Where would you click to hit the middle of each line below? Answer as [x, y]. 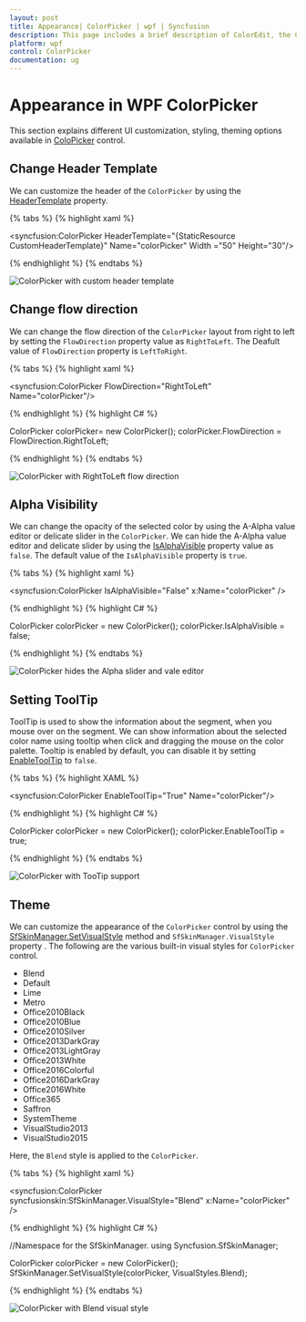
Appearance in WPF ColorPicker [134, 105]
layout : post [34, 18]
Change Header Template [83, 169]
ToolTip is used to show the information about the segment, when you [141, 722]
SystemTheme [50, 1118]
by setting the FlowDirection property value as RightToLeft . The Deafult [145, 341]
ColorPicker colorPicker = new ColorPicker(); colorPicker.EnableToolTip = [147, 831]
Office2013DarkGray [61, 1041]
